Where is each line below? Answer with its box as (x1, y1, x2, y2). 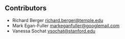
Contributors (5, 4, 47, 12)
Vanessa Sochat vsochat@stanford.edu (12, 27, 95, 34)
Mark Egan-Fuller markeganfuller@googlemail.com (12, 22, 120, 28)
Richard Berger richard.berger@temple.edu (12, 17, 104, 23)
